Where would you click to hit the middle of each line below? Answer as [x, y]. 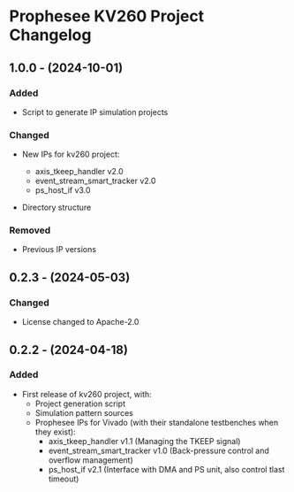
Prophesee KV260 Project [107, 16]
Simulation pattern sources [84, 412]
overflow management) [91, 460]
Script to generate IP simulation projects [95, 111]
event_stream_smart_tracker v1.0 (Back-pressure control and [158, 450]
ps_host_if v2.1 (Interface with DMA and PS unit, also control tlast [166, 469]
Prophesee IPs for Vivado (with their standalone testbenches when [157, 422]
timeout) [64, 479]
